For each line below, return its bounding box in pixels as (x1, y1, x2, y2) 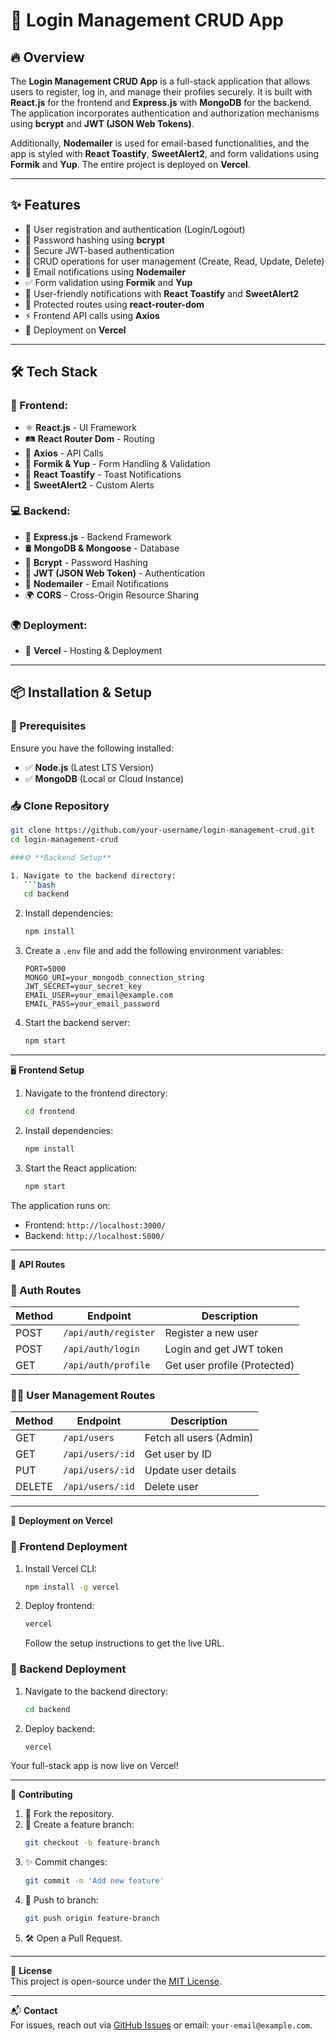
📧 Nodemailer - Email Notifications (24, 577, 169, 589)
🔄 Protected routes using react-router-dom (24, 298, 205, 310)
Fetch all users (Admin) (144, 1431, 254, 1445)
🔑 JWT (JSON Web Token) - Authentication (24, 567, 206, 579)
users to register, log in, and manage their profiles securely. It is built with (10, 86, 313, 98)
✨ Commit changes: (24, 1856, 108, 1868)
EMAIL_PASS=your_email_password (24, 999, 160, 1009)
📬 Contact (10, 2005, 58, 2017)
